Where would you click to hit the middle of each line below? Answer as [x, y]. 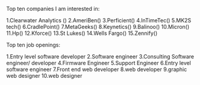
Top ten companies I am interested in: [53, 9]
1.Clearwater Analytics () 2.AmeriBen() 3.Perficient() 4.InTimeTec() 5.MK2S [99, 20]
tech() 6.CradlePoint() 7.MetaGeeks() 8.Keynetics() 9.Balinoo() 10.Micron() [98, 27]
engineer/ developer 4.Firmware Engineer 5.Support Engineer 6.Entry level [99, 63]
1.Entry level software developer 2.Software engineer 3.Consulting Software [100, 56]
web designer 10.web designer [44, 76]
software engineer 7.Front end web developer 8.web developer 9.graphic [97, 69]
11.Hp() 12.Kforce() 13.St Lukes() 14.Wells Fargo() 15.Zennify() [82, 33]
